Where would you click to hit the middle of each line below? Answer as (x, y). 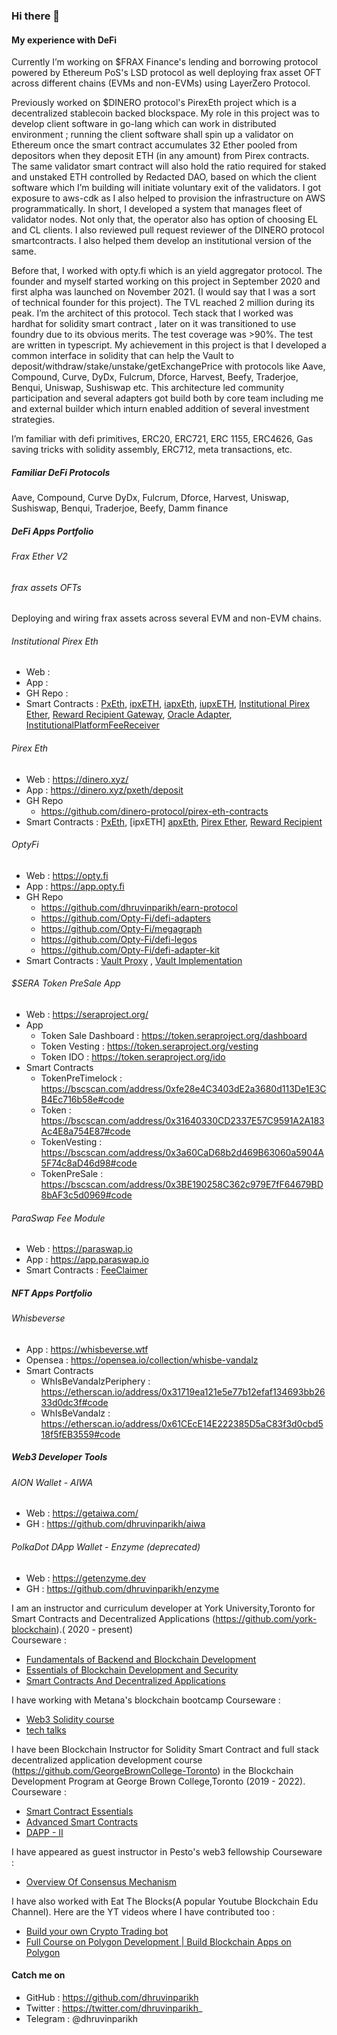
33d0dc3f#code (74, 1402)
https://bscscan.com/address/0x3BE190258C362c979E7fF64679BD (182, 1185)
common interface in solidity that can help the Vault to (122, 356)
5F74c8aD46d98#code (89, 1163)
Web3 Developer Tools (59, 1457)
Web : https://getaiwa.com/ (82, 1513)
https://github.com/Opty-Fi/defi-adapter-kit (130, 950)
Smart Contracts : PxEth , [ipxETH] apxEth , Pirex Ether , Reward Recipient (174, 821)
